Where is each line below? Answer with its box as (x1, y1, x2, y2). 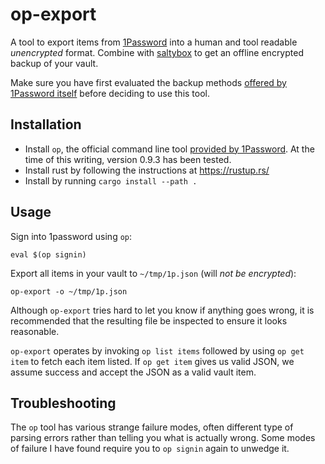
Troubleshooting (10, 394, 117, 412)
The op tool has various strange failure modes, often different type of (10, 421, 294, 433)
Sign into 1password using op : (10, 230, 133, 242)
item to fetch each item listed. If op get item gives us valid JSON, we (10, 355, 295, 367)
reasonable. (10, 325, 60, 337)
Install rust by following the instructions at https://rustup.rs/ (24, 164, 270, 176)
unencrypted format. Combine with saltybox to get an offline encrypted (10, 46, 304, 58)
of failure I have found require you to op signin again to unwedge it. (10, 443, 290, 455)
